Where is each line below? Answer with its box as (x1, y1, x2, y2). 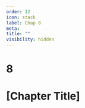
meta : (6, 25, 20, 32)
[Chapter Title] (6, 90, 80, 103)
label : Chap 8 (6, 20, 42, 26)
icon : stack (6, 14, 36, 20)
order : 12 (6, 8, 31, 15)
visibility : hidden (6, 36, 55, 42)
